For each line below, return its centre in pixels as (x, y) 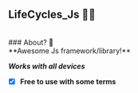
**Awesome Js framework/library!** (70, 50)
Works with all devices (47, 66)
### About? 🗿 (31, 42)
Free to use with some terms (68, 81)
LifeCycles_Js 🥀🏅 (52, 15)
